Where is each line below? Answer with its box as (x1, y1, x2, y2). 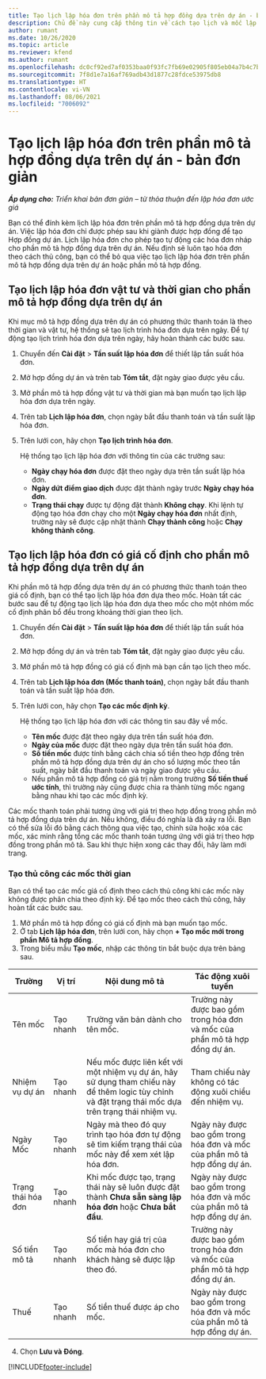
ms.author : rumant (8, 56, 69, 64)
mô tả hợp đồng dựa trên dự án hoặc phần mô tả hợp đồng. (8, 260, 202, 270)
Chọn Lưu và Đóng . (19, 1346, 85, 1356)
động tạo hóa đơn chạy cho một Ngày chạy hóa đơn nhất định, (31, 509, 237, 518)
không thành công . (31, 525, 96, 535)
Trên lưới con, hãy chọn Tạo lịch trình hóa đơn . (19, 436, 173, 445)
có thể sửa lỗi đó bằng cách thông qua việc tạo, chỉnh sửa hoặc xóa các (8, 823, 243, 832)
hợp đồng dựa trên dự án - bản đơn (8, 152, 241, 169)
